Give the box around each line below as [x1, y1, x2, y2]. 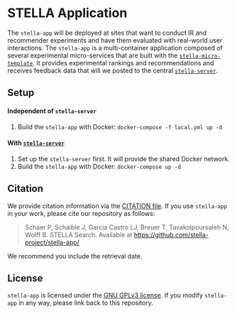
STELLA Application [7, 5, 128, 21]
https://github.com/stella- [133, 230, 209, 239]
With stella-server [7, 139, 65, 147]
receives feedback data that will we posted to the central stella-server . [7, 66, 219, 75]
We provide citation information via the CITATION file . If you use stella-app [7, 201, 228, 210]
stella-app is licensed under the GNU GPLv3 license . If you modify [7, 291, 204, 300]
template [7, 60, 33, 67]
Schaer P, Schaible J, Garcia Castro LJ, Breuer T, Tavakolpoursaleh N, [24, 222, 229, 232]
